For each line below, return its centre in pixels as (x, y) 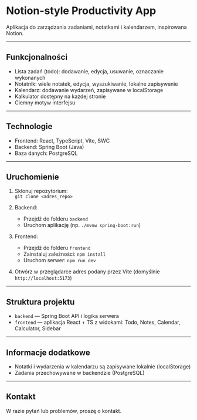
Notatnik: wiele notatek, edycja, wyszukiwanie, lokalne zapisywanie (96, 84)
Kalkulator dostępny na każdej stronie (60, 96)
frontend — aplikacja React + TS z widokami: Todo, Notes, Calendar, (97, 322)
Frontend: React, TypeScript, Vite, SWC (62, 140)
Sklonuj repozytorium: (41, 191)
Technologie (29, 126)
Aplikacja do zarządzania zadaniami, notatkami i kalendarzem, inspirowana (96, 27)
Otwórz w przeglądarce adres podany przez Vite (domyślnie (87, 272)
